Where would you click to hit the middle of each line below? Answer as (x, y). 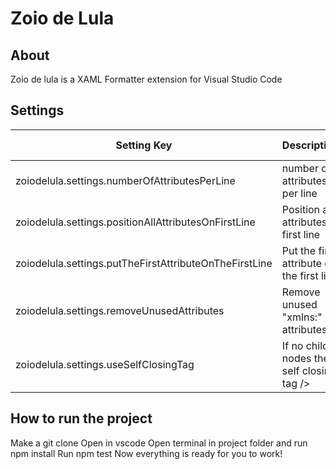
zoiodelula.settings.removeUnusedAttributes (120, 310)
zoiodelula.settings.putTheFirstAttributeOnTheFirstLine (144, 263)
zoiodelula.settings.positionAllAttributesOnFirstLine (135, 222)
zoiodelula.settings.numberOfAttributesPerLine (125, 180)
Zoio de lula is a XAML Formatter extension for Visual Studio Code (146, 79)
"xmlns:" (302, 317)
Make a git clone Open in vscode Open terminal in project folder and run (159, 443)
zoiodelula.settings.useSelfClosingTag (105, 364)
